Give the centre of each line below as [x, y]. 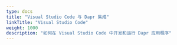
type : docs [19, 11]
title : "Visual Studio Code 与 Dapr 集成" [58, 17]
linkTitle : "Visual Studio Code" [47, 22]
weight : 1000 [22, 28]
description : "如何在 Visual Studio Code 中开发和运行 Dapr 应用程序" [89, 33]
